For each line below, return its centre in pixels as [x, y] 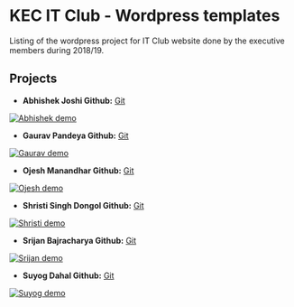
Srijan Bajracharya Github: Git [79, 240]
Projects [33, 79]
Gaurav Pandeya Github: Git [75, 135]
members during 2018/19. [57, 50]
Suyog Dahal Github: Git [68, 275]
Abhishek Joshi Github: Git [74, 100]
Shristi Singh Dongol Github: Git [83, 205]
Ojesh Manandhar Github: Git [78, 170]
